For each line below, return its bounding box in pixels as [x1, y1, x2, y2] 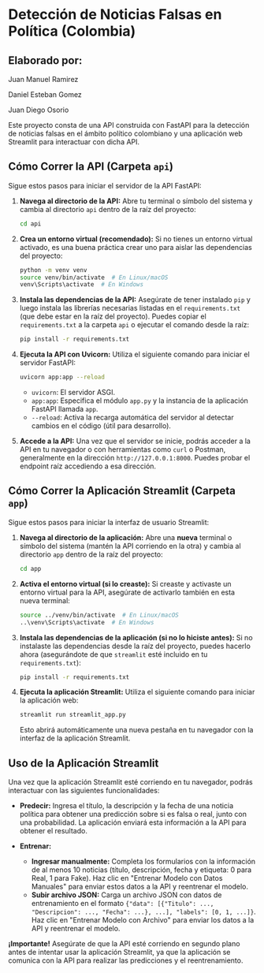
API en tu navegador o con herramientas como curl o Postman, [19, 445, 226, 454]
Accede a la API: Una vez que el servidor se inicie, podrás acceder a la [19, 436, 251, 446]
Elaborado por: [8, 54, 83, 67]
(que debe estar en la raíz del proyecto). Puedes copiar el [19, 311, 206, 321]
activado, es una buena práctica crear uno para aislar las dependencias [19, 242, 252, 252]
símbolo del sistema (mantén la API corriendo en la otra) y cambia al [19, 541, 242, 550]
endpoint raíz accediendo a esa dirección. [19, 461, 156, 471]
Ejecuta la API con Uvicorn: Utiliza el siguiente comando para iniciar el [19, 349, 250, 360]
